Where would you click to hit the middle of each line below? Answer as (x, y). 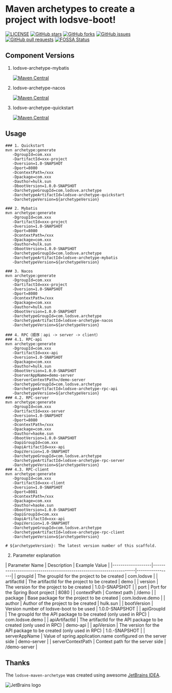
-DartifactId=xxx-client (39, 483)
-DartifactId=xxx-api (35, 353)
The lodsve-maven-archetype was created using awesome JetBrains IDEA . (83, 675)
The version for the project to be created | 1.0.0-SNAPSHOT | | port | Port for (86, 587)
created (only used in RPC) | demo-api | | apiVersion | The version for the (82, 625)
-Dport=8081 (25, 492)
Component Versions (40, 56)
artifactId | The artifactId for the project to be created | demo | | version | (82, 581)
